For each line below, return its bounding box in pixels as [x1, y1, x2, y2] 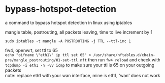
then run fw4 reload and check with [88, 56, 161, 62]
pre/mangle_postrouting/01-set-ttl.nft [5, 57, 87, 62]
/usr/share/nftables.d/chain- [93, 53, 155, 57]
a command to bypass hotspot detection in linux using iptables [5, 20, 132, 26]
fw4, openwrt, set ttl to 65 [5, 47, 58, 53]
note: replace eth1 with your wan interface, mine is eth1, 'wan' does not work [5, 72, 161, 78]
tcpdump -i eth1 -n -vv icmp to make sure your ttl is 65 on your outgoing [5, 62, 155, 68]
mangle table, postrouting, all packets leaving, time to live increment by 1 [5, 29, 153, 35]
